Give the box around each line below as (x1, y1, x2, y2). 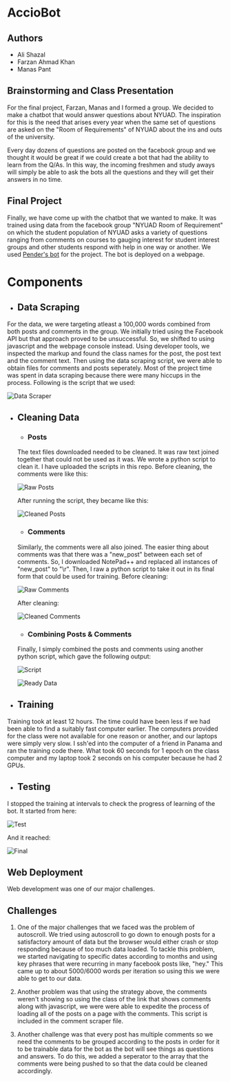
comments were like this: (17, 470, 88, 478)
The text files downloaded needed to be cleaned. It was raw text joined (17, 448, 219, 456)
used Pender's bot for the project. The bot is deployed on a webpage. (7, 250, 205, 258)
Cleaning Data (17, 412, 80, 424)
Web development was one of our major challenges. (7, 885, 155, 893)
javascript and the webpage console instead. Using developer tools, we (7, 342, 210, 350)
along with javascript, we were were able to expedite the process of (17, 1002, 210, 1010)
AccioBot (7, 5, 61, 21)
